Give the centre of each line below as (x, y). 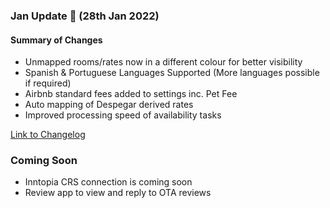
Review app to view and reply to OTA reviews (118, 193)
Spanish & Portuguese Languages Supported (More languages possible (172, 73)
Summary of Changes (56, 40)
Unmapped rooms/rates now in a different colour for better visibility (163, 62)
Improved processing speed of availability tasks (123, 115)
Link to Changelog (48, 135)
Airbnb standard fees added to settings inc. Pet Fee (131, 94)
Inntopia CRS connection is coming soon (108, 182)
